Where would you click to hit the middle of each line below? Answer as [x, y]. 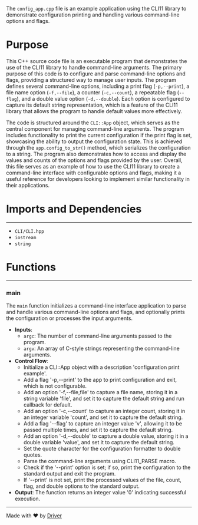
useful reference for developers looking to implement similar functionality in [98, 179]
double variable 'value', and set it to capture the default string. [99, 443]
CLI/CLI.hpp [29, 231]
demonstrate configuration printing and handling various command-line [93, 15]
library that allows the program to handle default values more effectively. [94, 111]
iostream [25, 237]
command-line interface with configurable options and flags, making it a [94, 173]
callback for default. [48, 405]
